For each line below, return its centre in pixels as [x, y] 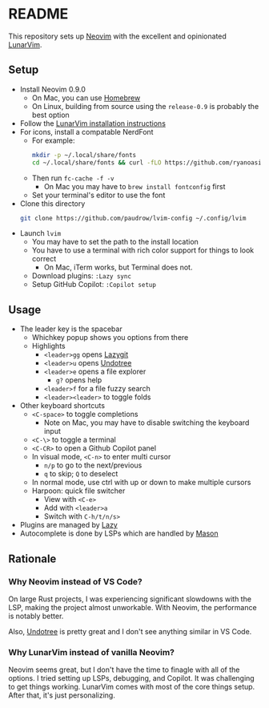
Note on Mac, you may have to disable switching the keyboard [147, 423]
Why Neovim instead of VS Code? [75, 581]
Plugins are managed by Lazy [68, 525]
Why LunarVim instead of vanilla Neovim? [91, 652]
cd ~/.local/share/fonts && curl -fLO [96, 162]
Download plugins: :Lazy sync [82, 276]
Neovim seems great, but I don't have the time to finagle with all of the [124, 670]
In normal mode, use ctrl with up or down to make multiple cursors [141, 483]
